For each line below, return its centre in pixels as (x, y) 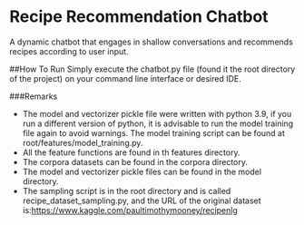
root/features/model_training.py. (83, 142)
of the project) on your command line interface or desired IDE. (126, 78)
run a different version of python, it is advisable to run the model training (158, 123)
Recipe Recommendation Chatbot (139, 17)
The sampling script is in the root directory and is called (127, 191)
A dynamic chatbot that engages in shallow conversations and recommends (151, 42)
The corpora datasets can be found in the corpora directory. (135, 161)
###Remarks (34, 96)
